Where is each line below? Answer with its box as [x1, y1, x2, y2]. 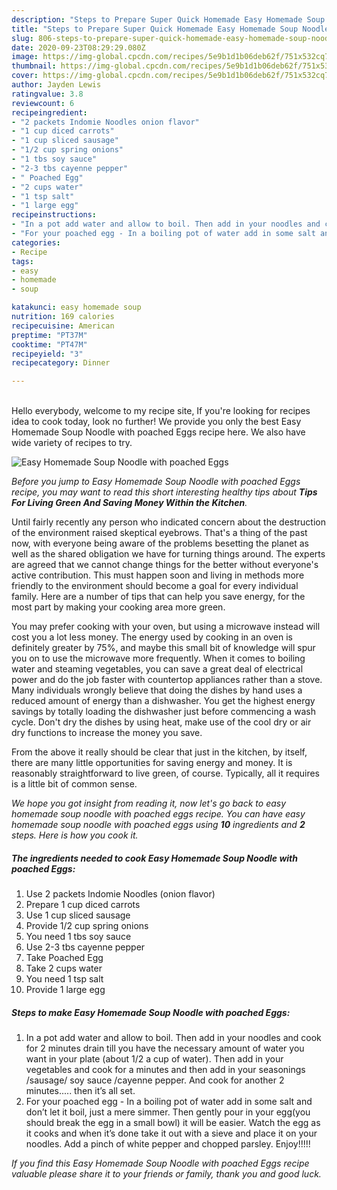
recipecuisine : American [11, 321, 115, 331]
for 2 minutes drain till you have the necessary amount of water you [25, 1042, 305, 1055]
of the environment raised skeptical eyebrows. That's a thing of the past [11, 527, 308, 539]
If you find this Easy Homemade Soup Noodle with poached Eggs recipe [11, 1157, 310, 1170]
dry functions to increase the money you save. [11, 727, 203, 739]
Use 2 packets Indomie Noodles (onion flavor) [25, 888, 216, 900]
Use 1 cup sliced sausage [25, 909, 131, 921]
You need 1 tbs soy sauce [25, 931, 132, 943]
